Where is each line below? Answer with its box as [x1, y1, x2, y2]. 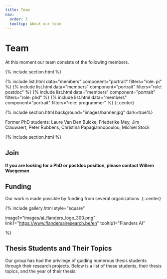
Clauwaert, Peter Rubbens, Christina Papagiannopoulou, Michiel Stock [5, 124, 150, 130]
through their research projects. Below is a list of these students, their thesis [5, 263, 162, 269]
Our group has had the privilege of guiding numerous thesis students [5, 258, 147, 264]
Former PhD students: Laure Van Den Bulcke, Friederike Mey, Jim [5, 119, 140, 125]
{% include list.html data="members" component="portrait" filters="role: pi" [5, 78, 162, 85]
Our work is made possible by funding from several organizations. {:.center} [5, 195, 161, 201]
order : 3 [9, 16, 28, 21]
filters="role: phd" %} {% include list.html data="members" [5, 94, 127, 100]
